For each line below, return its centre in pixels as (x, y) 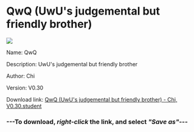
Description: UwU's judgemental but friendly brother (72, 64)
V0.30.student (24, 106)
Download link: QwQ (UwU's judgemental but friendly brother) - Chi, (92, 99)
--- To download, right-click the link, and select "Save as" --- (97, 122)
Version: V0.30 (25, 88)
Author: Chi (21, 76)
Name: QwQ (22, 52)
